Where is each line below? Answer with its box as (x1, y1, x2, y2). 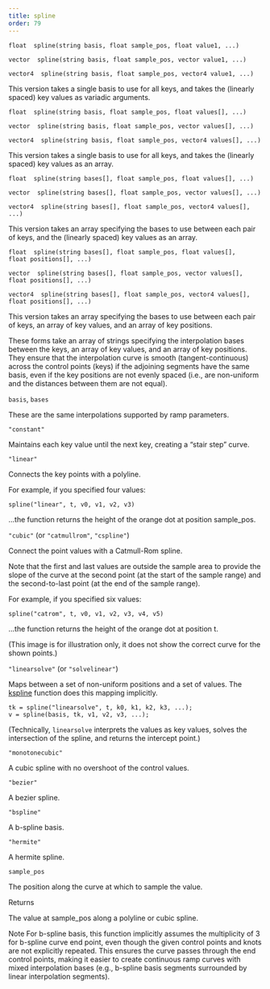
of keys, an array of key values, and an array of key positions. (8, 320, 213, 330)
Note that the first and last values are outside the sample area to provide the (8, 561, 261, 571)
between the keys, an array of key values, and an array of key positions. (8, 344, 247, 354)
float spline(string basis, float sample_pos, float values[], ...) (8, 108, 247, 116)
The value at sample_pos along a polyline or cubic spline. (8, 912, 199, 923)
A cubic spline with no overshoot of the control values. (8, 763, 189, 772)
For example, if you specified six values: (8, 594, 142, 604)
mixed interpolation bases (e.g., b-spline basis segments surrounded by (8, 962, 247, 972)
